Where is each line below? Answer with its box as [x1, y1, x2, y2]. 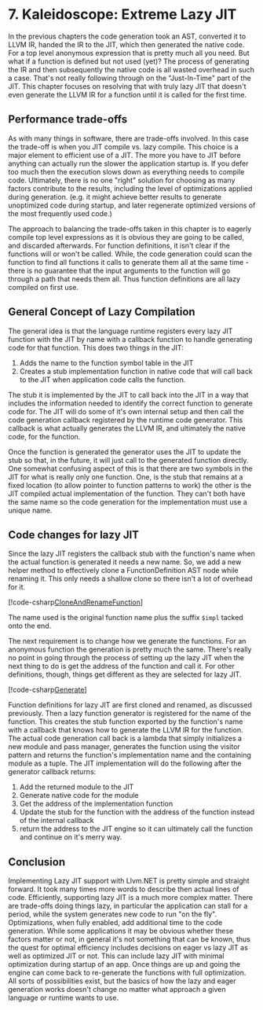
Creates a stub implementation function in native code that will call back [19, 366, 253, 376]
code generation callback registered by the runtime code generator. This [8, 415, 243, 424]
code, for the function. [8, 432, 81, 441]
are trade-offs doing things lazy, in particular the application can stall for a [8, 902, 248, 911]
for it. [8, 582, 26, 592]
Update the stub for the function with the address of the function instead [19, 807, 255, 817]
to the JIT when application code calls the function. [19, 375, 186, 384]
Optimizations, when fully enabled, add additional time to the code [8, 918, 223, 927]
